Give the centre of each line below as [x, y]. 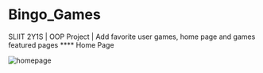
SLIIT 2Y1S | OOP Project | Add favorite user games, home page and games [132, 36]
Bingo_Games [54, 15]
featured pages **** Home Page [61, 44]
